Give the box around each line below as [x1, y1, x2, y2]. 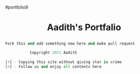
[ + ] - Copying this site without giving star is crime [5, 59, 122, 64]
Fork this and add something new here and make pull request [5, 41, 135, 46]
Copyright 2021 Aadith [29, 50, 77, 55]
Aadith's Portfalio [46, 22, 121, 33]
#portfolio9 [5, 4, 28, 10]
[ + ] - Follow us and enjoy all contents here [5, 64, 101, 69]
